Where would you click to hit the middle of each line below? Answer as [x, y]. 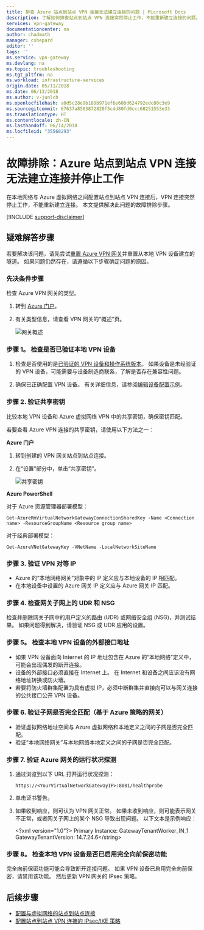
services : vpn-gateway [35, 23]
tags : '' [17, 52]
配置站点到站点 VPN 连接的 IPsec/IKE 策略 [68, 921]
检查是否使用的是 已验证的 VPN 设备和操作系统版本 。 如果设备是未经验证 [106, 364]
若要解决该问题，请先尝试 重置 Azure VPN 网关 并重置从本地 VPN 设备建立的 [100, 253]
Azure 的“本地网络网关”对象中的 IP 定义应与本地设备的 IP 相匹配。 [98, 578]
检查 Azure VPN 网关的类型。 [43, 293]
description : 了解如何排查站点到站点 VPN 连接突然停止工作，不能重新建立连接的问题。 [104, 18]
